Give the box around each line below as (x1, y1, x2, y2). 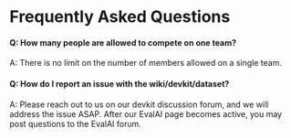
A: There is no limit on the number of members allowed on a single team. (9, 58, 283, 69)
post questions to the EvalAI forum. (9, 118, 141, 129)
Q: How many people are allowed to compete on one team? (9, 37, 237, 48)
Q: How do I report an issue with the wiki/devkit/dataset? (9, 78, 230, 89)
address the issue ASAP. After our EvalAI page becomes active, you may (9, 108, 283, 120)
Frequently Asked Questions (9, 6, 231, 27)
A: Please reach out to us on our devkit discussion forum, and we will (9, 99, 269, 110)
